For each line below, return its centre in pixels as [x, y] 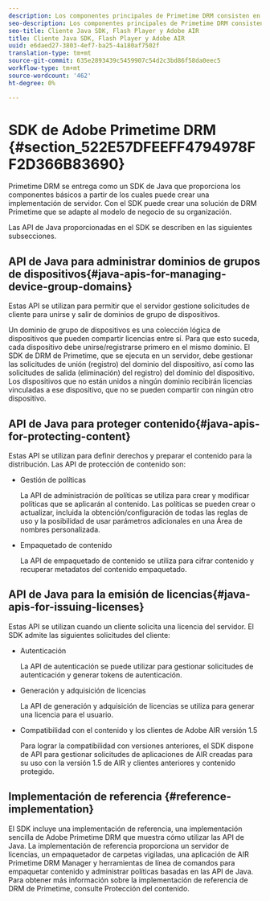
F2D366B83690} [67, 164]
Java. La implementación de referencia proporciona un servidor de [119, 845]
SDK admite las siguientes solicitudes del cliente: [89, 635]
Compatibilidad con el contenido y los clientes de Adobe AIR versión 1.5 [139, 730]
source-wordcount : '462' [50, 76]
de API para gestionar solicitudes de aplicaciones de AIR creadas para [136, 754]
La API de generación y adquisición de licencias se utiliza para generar [137, 706]
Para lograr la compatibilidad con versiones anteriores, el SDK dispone [137, 746]
